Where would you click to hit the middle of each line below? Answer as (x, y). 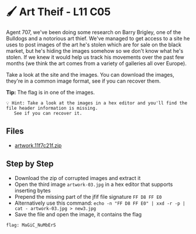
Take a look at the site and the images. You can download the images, (90, 74)
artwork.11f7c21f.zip (38, 145)
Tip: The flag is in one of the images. (51, 92)
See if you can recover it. (48, 113)
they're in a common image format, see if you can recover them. (83, 81)
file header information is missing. (52, 108)
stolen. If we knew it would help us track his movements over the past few (95, 57)
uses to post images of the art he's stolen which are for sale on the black (94, 45)
